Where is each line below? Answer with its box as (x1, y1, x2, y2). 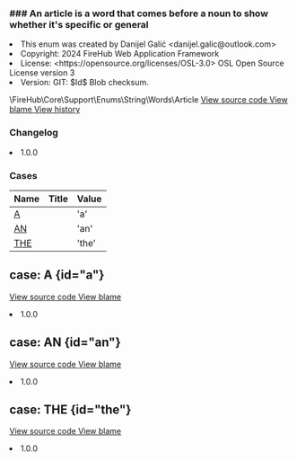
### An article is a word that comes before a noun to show (9, 7, 269, 20)
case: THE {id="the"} (9, 402, 132, 417)
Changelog (9, 127, 58, 139)
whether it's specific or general (9, 18, 150, 31)
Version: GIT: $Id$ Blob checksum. (21, 77, 150, 88)
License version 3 (9, 67, 75, 78)
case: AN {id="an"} (9, 335, 121, 350)
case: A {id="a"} (9, 268, 105, 283)
